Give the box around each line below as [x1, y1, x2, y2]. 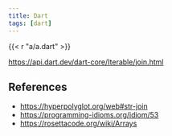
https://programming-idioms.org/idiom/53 [19, 110, 159, 120]
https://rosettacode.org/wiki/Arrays [19, 118, 137, 129]
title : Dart [8, 11, 48, 20]
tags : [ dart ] [8, 19, 52, 27]
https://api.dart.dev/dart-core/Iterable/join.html [8, 57, 164, 67]
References [8, 80, 68, 93]
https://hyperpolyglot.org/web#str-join [19, 101, 148, 111]
